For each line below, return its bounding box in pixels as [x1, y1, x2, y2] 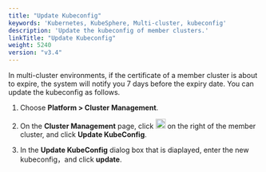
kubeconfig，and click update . [19, 154, 122, 164]
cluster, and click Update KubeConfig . [19, 130, 148, 139]
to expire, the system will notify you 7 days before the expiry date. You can [8, 79, 254, 88]
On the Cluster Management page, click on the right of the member [19, 121, 256, 131]
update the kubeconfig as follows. [8, 88, 121, 96]
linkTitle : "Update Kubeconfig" [8, 33, 116, 42]
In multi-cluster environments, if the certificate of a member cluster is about [8, 71, 258, 80]
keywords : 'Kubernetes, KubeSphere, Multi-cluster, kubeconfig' [8, 19, 227, 27]
